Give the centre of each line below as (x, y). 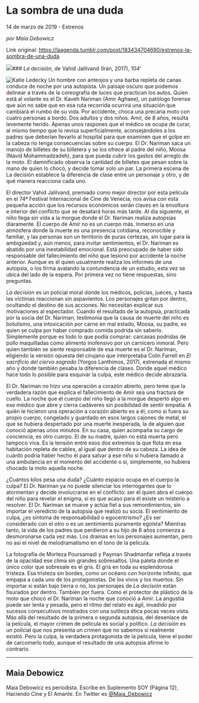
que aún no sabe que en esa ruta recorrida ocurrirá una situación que (91, 105)
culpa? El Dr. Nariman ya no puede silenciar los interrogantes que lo (89, 486)
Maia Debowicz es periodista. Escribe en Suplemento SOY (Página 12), (92, 688)
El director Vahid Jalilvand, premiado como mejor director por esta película (97, 192)
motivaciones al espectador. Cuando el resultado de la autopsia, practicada (98, 311)
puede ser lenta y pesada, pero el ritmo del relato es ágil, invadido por (92, 604)
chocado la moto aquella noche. (45, 468)
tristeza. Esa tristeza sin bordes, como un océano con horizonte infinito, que (99, 573)
